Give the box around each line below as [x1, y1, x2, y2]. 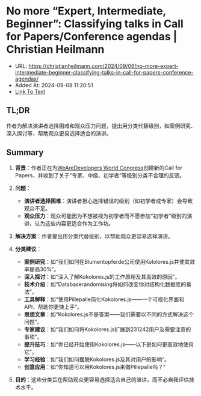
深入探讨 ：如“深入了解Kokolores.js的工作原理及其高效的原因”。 [23, 273, 181, 280]
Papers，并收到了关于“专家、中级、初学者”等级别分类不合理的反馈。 [14, 171, 185, 178]
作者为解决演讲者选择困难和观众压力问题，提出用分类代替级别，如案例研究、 [6, 122, 196, 129]
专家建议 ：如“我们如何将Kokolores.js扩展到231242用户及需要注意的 [23, 326, 191, 333]
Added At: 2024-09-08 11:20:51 [14, 81, 93, 88]
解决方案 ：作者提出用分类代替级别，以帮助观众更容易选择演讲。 [14, 233, 173, 240]
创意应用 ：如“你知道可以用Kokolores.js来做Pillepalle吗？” [23, 363, 165, 370]
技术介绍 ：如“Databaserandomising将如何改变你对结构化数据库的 [23, 281, 187, 288]
